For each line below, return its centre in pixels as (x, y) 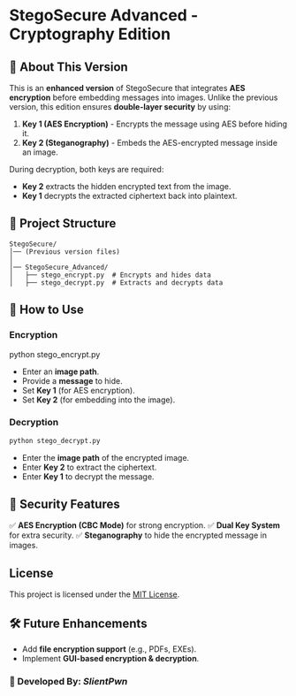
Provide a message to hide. (72, 380)
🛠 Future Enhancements (78, 623)
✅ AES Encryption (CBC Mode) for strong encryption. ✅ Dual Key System (145, 525)
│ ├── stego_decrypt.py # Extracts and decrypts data (116, 283)
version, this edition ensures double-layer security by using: (120, 107)
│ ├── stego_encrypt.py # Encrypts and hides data (110, 275)
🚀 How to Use (46, 310)
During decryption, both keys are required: (87, 169)
